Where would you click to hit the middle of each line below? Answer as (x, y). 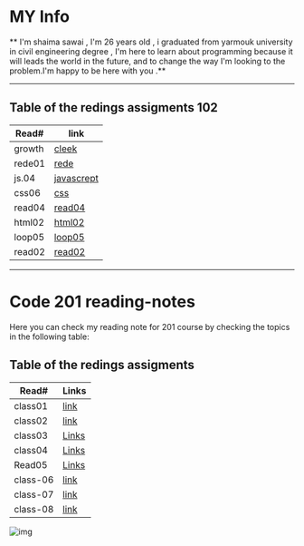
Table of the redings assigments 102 (114, 107)
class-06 (34, 480)
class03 (31, 435)
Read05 (31, 464)
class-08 (34, 509)
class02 (31, 421)
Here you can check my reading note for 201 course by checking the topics (150, 327)
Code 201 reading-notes (103, 302)
